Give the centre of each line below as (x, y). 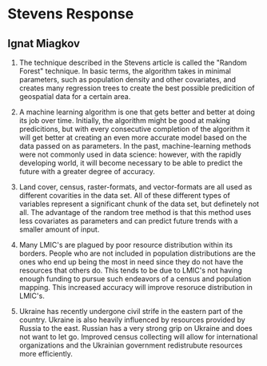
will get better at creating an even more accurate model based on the (133, 137)
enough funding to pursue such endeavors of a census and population (135, 279)
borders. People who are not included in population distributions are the (137, 253)
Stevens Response (71, 14)
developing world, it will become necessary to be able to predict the (131, 163)
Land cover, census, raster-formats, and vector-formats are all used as (135, 187)
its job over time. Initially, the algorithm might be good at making (125, 120)
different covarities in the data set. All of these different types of (125, 195)
